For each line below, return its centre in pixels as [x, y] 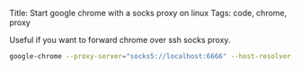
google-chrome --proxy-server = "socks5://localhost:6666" [118, 57]
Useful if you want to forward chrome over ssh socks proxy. [120, 40]
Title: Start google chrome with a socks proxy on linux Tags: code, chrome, [148, 13]
